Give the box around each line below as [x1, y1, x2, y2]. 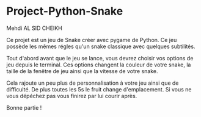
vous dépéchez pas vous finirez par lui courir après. [6, 92, 137, 99]
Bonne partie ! [6, 104, 42, 111]
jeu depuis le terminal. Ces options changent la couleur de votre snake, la [6, 61, 191, 68]
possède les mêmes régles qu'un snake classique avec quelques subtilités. [6, 43, 196, 50]
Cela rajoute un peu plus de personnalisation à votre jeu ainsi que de [6, 79, 179, 87]
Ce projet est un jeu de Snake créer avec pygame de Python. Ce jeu [6, 36, 177, 43]
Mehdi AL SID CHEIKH [6, 24, 62, 32]
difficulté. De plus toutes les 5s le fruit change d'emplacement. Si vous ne [6, 85, 192, 93]
